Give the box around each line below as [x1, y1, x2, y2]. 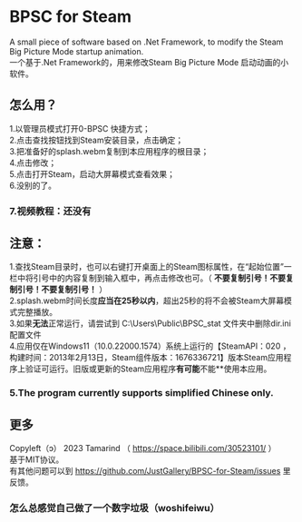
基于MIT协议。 [9, 454, 64, 465]
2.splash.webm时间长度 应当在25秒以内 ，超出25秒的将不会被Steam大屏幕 [9, 295, 284, 306]
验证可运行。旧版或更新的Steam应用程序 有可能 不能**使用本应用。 [24, 363, 272, 374]
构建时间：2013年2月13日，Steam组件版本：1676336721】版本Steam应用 [9, 352, 284, 363]
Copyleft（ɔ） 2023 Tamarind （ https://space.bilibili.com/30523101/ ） [9, 443, 277, 454]
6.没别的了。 [9, 180, 57, 191]
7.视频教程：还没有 [9, 204, 92, 217]
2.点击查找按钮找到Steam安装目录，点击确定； [9, 134, 184, 145]
